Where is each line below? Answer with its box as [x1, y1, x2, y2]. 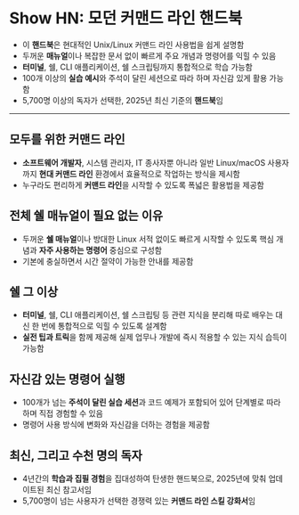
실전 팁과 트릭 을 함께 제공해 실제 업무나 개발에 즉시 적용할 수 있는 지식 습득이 [21, 331, 287, 343]
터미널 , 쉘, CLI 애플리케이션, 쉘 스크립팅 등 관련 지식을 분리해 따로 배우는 [21, 309, 274, 321]
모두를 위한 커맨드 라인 [9, 132, 126, 147]
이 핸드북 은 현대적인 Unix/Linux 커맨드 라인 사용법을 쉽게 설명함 [21, 39, 245, 50]
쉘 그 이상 [9, 284, 59, 299]
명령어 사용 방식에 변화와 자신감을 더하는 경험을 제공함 [21, 420, 211, 430]
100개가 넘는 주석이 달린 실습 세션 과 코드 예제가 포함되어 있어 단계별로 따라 [21, 397, 281, 408]
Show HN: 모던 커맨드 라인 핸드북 [9, 8, 243, 29]
